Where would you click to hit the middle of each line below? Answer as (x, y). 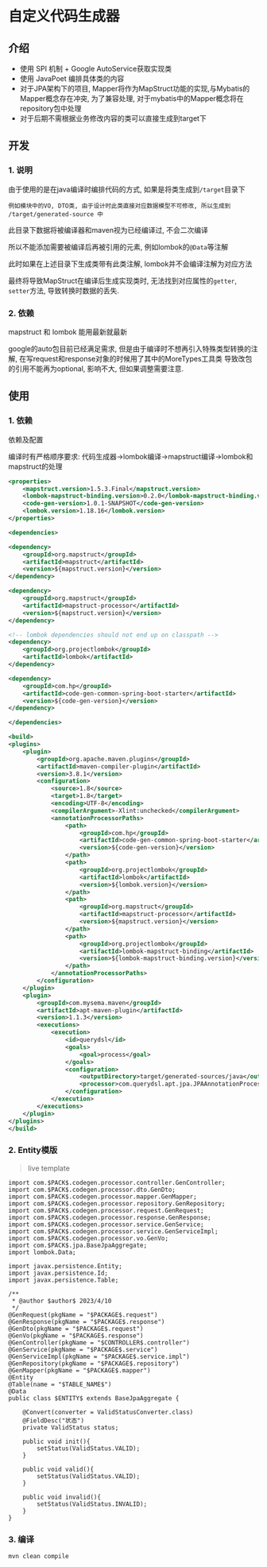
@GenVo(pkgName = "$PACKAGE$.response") (76, 1336)
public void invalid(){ (62, 1497)
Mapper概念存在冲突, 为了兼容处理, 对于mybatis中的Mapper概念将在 (132, 99)
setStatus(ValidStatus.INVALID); (92, 1504)
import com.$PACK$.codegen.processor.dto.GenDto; (92, 1190)
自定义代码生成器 (64, 16)
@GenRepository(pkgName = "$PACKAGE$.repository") (94, 1364)
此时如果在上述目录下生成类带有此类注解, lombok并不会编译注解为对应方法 (130, 264)
